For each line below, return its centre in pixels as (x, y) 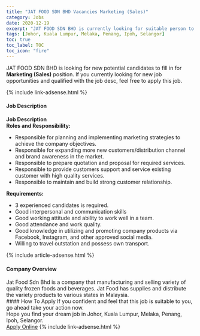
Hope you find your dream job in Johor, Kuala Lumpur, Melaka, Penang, (94, 314)
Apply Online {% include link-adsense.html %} (63, 327)
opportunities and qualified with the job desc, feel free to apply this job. (94, 80)
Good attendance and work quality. (58, 224)
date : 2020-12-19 (28, 23)
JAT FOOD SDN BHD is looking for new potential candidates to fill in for (94, 68)
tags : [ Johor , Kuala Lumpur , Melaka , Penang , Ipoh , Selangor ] (85, 34)
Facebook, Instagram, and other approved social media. (84, 237)
